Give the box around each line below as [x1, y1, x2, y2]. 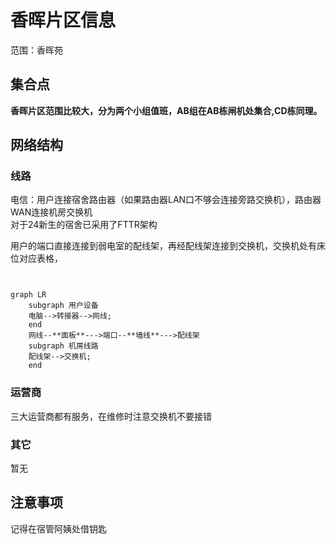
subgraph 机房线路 [28, 341, 99, 351]
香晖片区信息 [10, 9, 117, 32]
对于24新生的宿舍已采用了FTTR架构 [10, 219, 158, 231]
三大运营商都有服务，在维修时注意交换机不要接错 [10, 410, 212, 422]
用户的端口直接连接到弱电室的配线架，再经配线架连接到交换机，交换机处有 [10, 240, 317, 252]
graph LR [10, 290, 47, 300]
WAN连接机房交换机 [10, 206, 93, 218]
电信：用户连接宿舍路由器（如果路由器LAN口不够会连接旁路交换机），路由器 [10, 194, 322, 206]
